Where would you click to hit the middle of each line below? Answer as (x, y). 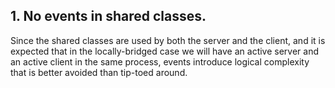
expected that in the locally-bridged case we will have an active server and (165, 51)
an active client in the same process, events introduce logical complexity (160, 61)
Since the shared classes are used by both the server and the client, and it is (168, 40)
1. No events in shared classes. (108, 16)
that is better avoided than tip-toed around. (99, 72)
